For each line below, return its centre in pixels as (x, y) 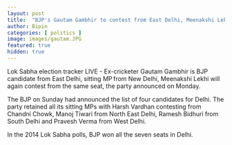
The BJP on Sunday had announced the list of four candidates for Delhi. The (116, 99)
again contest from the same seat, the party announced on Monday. (104, 86)
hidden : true (26, 52)
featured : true (29, 45)
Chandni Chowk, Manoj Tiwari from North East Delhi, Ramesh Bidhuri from (113, 113)
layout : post (26, 13)
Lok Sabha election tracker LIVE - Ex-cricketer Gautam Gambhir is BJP (108, 71)
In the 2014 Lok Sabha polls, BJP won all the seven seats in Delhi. (100, 134)
